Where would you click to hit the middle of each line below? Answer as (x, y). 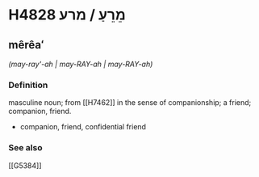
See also (25, 148)
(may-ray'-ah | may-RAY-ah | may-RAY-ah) (81, 64)
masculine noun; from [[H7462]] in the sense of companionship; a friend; (130, 103)
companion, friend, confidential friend (83, 127)
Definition (28, 85)
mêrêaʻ (26, 45)
